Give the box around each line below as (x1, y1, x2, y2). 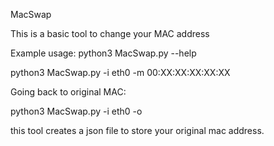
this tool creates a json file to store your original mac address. (10, 125, 265, 136)
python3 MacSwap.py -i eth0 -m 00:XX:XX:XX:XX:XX (10, 67, 231, 78)
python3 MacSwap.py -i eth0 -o (10, 105, 143, 117)
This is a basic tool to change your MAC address (10, 28, 210, 39)
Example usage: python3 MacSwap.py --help (10, 47, 197, 59)
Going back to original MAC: (10, 86, 127, 98)
